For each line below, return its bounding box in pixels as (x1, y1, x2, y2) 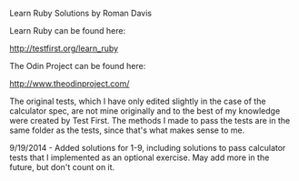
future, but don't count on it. (9, 162, 115, 172)
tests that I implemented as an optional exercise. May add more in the (9, 152, 270, 163)
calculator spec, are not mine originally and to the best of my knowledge (9, 106, 281, 116)
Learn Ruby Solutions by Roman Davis (9, 8, 153, 18)
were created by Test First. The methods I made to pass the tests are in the (9, 116, 291, 126)
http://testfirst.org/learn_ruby (9, 43, 119, 54)
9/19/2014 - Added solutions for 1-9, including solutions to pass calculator (9, 143, 286, 153)
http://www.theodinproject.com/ (9, 78, 130, 89)
